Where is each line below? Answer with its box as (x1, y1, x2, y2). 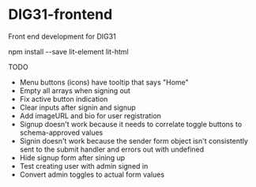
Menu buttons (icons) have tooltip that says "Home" (19, 77, 190, 87)
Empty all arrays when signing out (19, 85, 130, 95)
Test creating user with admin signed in (19, 161, 149, 170)
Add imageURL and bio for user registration (19, 110, 162, 120)
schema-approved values (19, 128, 104, 137)
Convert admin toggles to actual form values (19, 170, 164, 179)
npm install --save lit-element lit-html (8, 47, 129, 56)
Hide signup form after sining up (19, 152, 126, 163)
